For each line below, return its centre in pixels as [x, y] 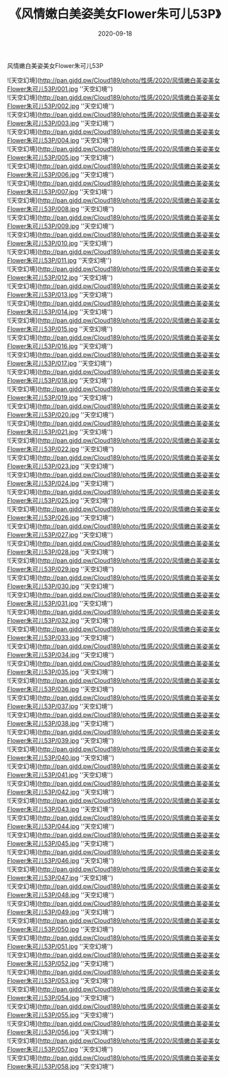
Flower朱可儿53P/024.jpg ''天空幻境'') [61, 483]
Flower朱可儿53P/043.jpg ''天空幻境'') [61, 809]
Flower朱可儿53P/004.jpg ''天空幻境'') [61, 140]
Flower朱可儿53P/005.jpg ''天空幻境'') [61, 157]
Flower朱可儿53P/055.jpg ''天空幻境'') [61, 1015]
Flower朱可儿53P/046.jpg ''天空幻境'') [61, 860]
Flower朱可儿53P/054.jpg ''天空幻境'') [61, 997]
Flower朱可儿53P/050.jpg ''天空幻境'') [61, 929]
